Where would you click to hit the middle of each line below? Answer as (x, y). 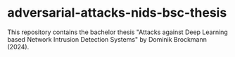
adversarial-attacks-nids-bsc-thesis (117, 13)
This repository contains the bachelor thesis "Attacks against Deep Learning (118, 32)
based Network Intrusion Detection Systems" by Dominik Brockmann (107, 39)
